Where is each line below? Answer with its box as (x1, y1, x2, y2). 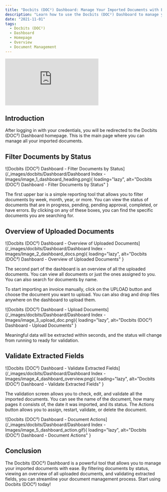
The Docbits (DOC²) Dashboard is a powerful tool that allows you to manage (5, 460, 162, 466)
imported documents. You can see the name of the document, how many (5, 396, 155, 402)
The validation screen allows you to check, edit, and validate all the (5, 391, 143, 397)
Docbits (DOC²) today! (5, 481, 51, 487)
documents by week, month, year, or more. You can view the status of (5, 197, 149, 203)
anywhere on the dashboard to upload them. (5, 297, 96, 303)
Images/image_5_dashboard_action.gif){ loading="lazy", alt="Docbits (5, 427, 147, 433)
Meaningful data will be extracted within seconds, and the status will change (5, 332, 162, 338)
